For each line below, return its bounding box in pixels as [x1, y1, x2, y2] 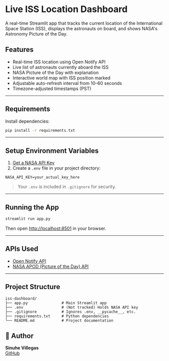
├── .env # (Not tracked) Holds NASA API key [5, 305, 138, 310]
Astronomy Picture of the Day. [5, 31, 68, 37]
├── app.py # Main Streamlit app [5, 300, 107, 305]
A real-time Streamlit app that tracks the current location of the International [5, 20, 162, 26]
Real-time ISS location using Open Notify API [12, 59, 106, 65]
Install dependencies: [5, 118, 50, 124]
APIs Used [5, 245, 39, 253]
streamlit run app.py [5, 216, 51, 222]
